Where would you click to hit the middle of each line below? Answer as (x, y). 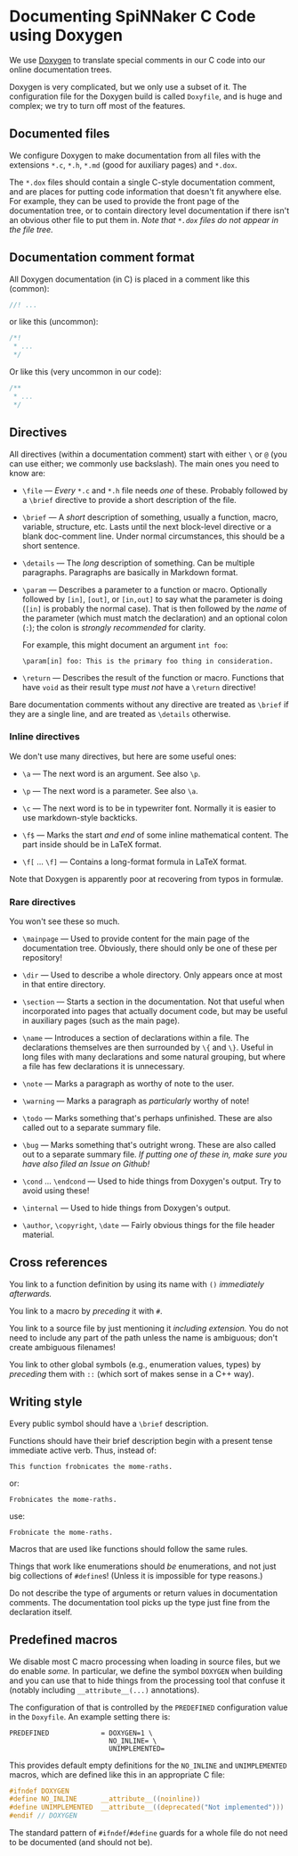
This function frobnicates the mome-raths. (91, 1466)
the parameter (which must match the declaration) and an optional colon (155, 618)
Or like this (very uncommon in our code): (85, 372)
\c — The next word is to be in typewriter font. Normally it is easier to (149, 808)
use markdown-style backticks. (80, 817)
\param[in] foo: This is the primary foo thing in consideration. (148, 661)
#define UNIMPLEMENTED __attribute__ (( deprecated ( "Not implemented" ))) (147, 1808)
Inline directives (44, 737)
